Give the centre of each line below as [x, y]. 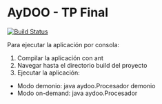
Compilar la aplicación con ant [60, 58]
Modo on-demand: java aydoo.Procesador [77, 93]
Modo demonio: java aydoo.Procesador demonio [86, 86]
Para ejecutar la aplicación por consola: [63, 44]
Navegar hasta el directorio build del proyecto [82, 65]
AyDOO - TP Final [58, 13]
